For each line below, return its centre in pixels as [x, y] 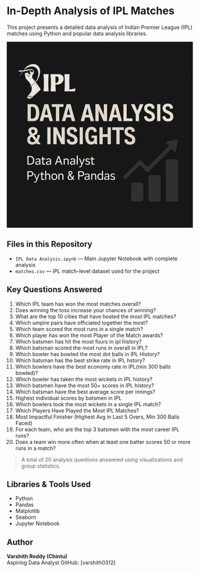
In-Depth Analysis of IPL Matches [91, 11]
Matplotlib [27, 511]
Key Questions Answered [55, 290]
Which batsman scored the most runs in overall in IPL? [81, 348]
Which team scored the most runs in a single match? [79, 329]
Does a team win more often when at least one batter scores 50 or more [103, 442]
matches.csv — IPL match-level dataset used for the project [87, 271]
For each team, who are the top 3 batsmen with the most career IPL [97, 429]
